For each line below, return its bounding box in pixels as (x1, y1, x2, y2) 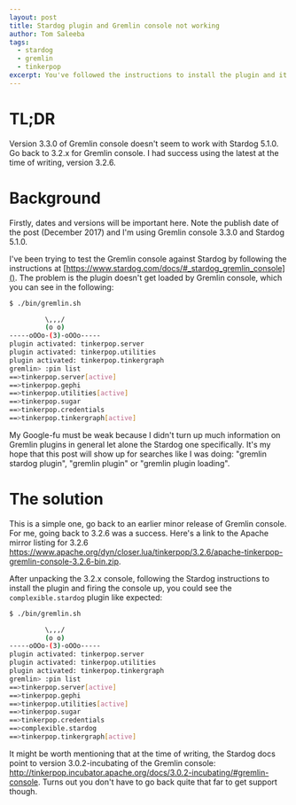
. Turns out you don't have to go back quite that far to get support (38, 777, 277, 787)
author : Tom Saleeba (9, 29, 86, 38)
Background (9, 188, 101, 208)
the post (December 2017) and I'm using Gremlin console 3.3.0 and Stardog (9, 227, 285, 238)
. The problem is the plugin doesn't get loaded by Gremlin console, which (14, 272, 283, 283)
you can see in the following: (9, 281, 114, 293)
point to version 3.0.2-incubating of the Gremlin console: (9, 757, 216, 768)
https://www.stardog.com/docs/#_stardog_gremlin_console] (66, 262, 285, 273)
